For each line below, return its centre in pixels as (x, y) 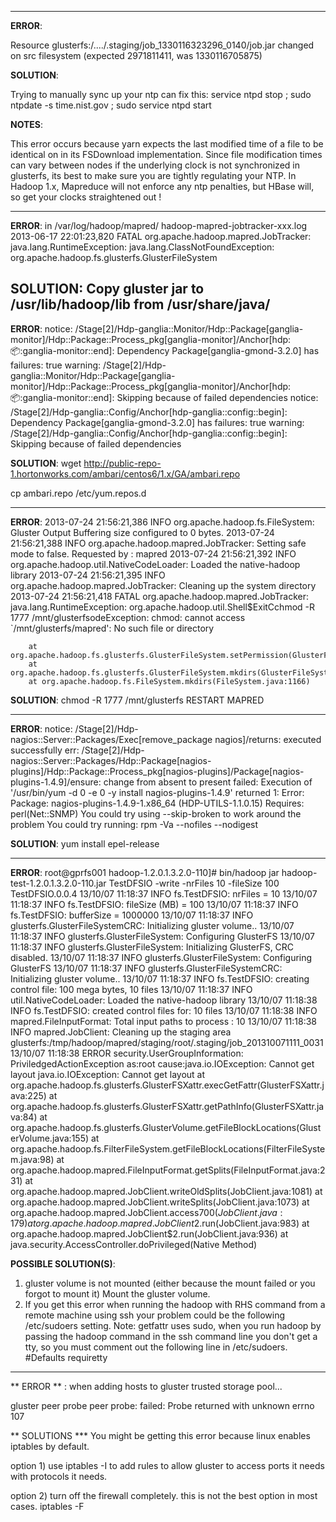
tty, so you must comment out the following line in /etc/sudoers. (156, 1347)
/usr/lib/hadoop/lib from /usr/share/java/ (140, 304)
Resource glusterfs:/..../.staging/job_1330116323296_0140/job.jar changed (162, 45)
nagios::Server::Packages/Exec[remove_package (111, 739)
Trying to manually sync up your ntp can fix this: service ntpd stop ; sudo (161, 94)
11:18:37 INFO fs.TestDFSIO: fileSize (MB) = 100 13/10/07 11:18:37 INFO (154, 904)
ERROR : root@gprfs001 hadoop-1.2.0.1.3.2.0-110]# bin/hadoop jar (145, 872)
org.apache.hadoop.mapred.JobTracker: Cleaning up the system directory (163, 585)
